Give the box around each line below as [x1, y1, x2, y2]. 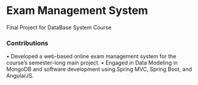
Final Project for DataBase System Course [6, 24, 111, 31]
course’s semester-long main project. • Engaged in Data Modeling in [6, 59, 178, 67]
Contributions [6, 39, 49, 47]
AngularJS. [6, 72, 34, 80]
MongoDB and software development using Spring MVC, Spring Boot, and [6, 66, 193, 73]
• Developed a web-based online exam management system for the [6, 53, 177, 60]
